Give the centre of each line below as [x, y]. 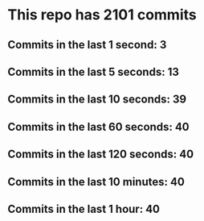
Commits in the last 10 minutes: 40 [96, 182]
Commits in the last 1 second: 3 [87, 45]
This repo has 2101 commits [102, 15]
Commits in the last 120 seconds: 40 [101, 154]
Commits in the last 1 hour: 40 [84, 208]
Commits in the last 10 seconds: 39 [97, 100]
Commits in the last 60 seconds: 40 [98, 127]
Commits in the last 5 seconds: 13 [94, 71]
